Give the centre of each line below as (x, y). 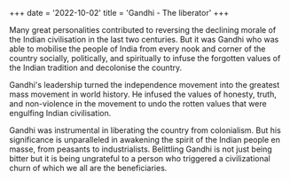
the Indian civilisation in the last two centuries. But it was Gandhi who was (144, 39)
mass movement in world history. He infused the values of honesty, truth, (143, 94)
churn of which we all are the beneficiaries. (88, 168)
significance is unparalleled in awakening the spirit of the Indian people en (145, 140)
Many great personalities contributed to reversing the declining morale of (143, 30)
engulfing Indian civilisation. (60, 113)
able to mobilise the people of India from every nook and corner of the (137, 49)
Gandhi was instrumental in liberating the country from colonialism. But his (145, 130)
